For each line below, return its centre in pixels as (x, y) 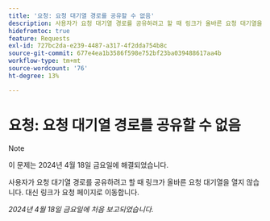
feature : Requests (39, 38)
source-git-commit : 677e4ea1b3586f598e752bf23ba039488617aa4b (115, 53)
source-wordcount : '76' (48, 69)
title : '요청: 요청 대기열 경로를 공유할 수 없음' (81, 16)
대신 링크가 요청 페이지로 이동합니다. (82, 192)
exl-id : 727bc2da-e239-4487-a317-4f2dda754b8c (88, 46)
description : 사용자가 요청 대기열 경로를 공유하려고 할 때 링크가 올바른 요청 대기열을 (135, 23)
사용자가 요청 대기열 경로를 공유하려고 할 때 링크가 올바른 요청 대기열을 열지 (127, 181)
